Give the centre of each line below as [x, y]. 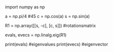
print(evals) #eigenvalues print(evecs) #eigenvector [56, 44]
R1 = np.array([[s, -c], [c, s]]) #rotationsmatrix [50, 26]
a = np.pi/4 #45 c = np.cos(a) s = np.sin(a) [48, 16]
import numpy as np [25, 7]
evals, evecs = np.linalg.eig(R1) [36, 35]
